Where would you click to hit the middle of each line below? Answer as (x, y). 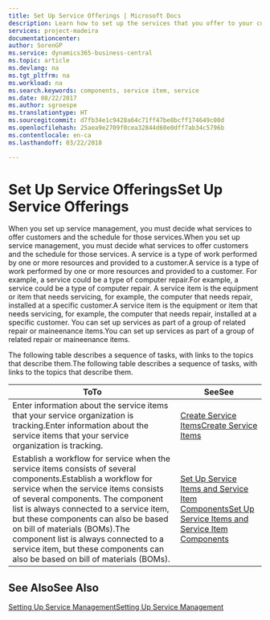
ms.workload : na (35, 83)
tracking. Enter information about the (80, 426)
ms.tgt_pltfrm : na (39, 75)
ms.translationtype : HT (48, 113)
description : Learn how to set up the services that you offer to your (131, 23)
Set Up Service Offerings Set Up (116, 189)
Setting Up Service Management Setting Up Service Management (116, 607)
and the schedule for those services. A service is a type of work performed (133, 255)
